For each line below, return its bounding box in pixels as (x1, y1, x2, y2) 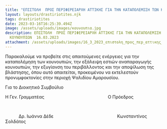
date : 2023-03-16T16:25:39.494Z (5, 21, 72, 26)
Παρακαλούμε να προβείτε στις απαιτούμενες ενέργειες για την (5, 53, 139, 59)
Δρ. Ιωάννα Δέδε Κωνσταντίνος (18, 113, 148, 119)
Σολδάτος (5, 118, 26, 125)
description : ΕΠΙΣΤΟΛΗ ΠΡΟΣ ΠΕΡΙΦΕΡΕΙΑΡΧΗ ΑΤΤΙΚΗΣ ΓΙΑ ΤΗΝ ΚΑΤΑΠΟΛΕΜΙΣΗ (5, 30, 162, 35)
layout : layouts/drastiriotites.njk (5, 12, 81, 17)
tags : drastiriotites (5, 16, 50, 21)
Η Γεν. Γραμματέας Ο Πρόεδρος (5, 94, 134, 100)
